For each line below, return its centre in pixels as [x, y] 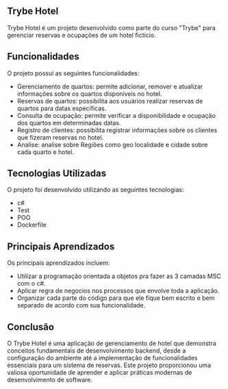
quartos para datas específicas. [62, 108]
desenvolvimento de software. [50, 380]
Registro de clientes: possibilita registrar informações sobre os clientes [117, 130]
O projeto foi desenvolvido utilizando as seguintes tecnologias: [96, 190]
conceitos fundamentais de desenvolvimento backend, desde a [97, 351]
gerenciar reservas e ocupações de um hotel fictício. [81, 35]
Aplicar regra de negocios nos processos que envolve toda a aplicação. [118, 291]
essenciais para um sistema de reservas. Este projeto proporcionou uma [109, 365]
